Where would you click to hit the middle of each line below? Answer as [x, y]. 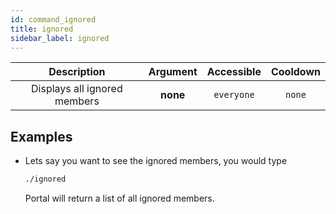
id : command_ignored [53, 19]
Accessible [234, 72]
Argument [173, 72]
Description [77, 72]
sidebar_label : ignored [60, 38]
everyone [234, 95]
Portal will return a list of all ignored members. [119, 198]
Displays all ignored [77, 89]
